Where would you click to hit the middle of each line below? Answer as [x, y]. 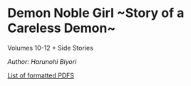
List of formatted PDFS [41, 75]
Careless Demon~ [62, 28]
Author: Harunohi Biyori [42, 61]
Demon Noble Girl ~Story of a [96, 13]
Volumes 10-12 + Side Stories [51, 48]
